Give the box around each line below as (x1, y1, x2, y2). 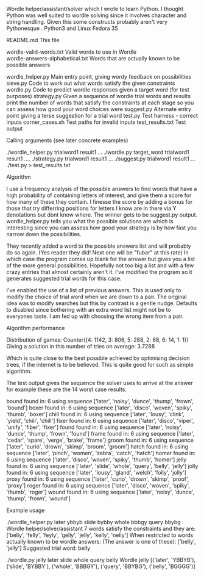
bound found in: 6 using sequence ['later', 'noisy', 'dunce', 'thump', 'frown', (6, 398, 194, 405)
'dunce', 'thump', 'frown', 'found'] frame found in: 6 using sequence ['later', (6, 430, 195, 437)
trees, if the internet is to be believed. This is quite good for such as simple (6, 361, 194, 368)
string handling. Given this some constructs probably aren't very (6, 18, 168, 25)
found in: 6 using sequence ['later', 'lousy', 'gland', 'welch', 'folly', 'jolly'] (6, 469, 187, 476)
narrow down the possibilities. (6, 231, 82, 237)
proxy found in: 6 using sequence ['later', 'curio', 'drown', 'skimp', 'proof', (6, 475, 189, 483)
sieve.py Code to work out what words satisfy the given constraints (6, 79, 175, 87)
